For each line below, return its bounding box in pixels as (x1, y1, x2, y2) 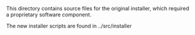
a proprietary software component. (6, 11, 92, 18)
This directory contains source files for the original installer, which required (6, 5, 190, 12)
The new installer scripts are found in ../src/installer (6, 23, 132, 29)
